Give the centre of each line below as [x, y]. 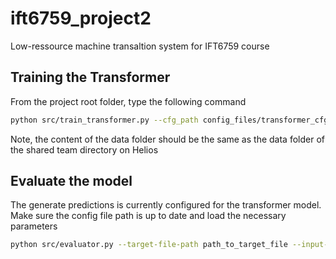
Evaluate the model [71, 181]
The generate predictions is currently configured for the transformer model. [166, 205]
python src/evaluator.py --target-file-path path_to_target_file [149, 245]
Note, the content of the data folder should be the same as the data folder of [167, 139]
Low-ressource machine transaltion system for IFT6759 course [140, 46]
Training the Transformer [90, 77]
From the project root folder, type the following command [128, 101]
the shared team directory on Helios [84, 149]
